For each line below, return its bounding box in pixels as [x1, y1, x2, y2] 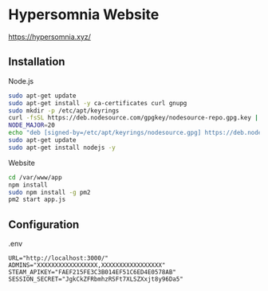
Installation [8, 55, 65, 69]
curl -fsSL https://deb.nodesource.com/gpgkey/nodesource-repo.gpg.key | [8, 114, 259, 122]
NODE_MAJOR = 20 [8, 121, 56, 129]
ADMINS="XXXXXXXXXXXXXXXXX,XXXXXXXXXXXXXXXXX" [8, 262, 166, 269]
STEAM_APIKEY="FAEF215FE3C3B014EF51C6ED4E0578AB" [8, 269, 177, 277]
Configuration [8, 218, 80, 231]
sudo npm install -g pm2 [8, 188, 91, 196]
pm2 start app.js [8, 195, 66, 204]
